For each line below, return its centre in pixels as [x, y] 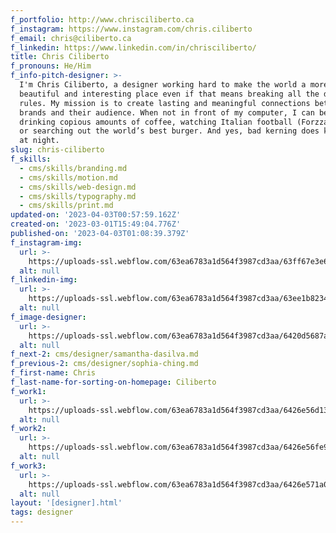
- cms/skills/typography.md [78, 196]
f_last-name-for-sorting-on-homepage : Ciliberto [113, 382]
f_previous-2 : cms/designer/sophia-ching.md [104, 364]
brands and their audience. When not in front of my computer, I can [167, 112]
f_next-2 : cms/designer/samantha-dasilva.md [104, 354]
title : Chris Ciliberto [60, 57]
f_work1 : [28, 391]
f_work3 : [28, 466]
